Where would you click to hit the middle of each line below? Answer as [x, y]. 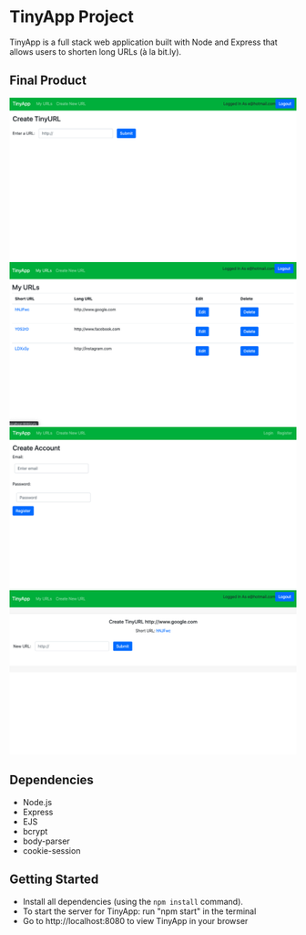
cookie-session [51, 850]
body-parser [46, 841]
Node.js [37, 802]
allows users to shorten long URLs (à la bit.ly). [96, 51]
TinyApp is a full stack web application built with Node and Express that [143, 42]
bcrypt [35, 831]
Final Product [48, 81]
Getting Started [54, 880]
